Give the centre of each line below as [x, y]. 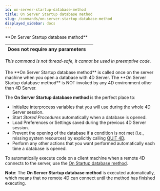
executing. [16, 183]
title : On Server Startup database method [49, 14]
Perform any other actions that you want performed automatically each [83, 143]
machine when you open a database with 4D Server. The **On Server [76, 77]
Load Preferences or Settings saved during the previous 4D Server [79, 122]
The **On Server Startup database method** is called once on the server [79, 72]
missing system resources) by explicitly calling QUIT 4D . [69, 138]
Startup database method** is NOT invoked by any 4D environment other [79, 83]
